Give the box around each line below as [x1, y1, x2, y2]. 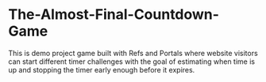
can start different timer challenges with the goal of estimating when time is [8, 57, 256, 66]
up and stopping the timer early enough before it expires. [8, 65, 195, 74]
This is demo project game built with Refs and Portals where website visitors [8, 48, 258, 58]
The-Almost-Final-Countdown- [8, 6, 220, 24]
